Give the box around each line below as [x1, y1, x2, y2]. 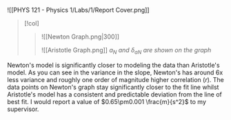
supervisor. [7, 105, 39, 113]
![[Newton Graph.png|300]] [41, 32, 119, 41]
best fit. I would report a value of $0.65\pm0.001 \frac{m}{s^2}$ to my [7, 97, 207, 106]
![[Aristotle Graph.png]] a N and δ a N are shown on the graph [41, 46, 212, 56]
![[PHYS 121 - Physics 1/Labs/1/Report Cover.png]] [7, 6, 150, 14]
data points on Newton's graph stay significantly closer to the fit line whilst [7, 83, 219, 91]
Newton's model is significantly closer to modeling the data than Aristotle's [7, 61, 220, 69]
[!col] [23, 19, 39, 27]
